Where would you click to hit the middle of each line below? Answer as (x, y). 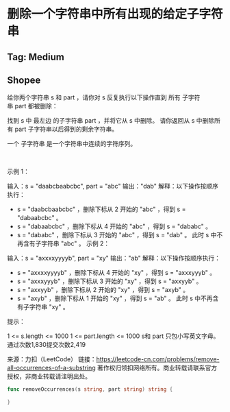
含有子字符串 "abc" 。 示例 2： (66, 243)
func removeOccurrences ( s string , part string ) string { (90, 389)
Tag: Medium (36, 57)
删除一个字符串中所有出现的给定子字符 (115, 14)
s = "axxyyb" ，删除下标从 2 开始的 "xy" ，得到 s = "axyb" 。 (103, 290)
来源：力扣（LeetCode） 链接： (52, 359)
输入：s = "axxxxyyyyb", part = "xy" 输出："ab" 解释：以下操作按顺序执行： (114, 258)
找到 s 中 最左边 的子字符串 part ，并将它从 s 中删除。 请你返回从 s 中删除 (111, 121)
